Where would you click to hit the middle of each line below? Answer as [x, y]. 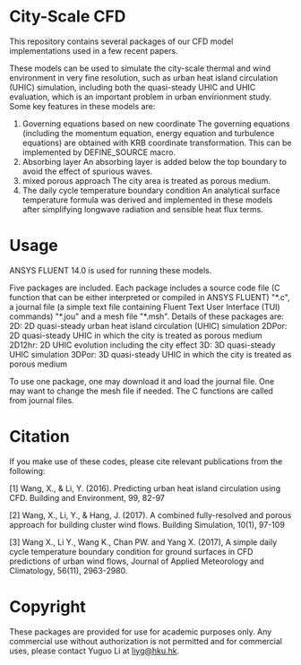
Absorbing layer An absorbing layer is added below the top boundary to [154, 161]
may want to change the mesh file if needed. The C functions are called [141, 391]
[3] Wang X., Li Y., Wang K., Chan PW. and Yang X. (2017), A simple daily [143, 542]
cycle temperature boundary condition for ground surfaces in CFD [131, 551]
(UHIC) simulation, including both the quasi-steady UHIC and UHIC [133, 87]
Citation [39, 437]
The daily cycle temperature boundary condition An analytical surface [151, 190]
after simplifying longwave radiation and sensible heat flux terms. [143, 209]
